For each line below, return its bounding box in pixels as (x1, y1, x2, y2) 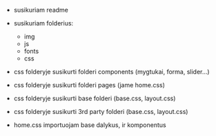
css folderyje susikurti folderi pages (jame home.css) (13, 81, 166, 89)
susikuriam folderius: (13, 19, 74, 27)
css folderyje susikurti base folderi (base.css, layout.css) (13, 94, 176, 102)
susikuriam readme (13, 6, 69, 14)
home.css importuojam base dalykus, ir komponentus (13, 121, 167, 129)
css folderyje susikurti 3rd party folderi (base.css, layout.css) (13, 108, 188, 115)
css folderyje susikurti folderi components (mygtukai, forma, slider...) (13, 68, 210, 76)
